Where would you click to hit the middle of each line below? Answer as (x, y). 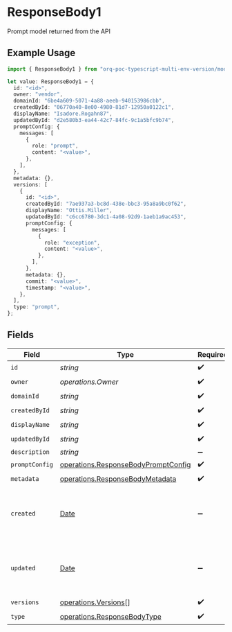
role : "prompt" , (55, 146)
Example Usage (41, 53)
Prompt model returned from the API (59, 31)
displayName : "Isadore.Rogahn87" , (63, 114)
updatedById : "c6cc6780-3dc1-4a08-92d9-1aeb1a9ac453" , (106, 217)
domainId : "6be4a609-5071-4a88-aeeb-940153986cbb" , (89, 101)
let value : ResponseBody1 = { (51, 81)
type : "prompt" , (37, 307)
